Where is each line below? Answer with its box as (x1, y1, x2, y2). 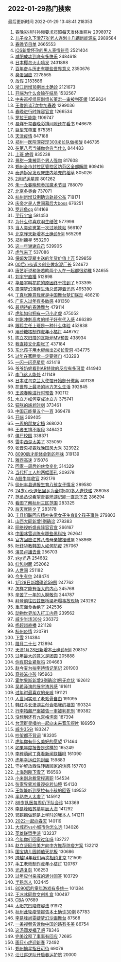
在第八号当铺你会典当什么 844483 (15, 145, 84, 151)
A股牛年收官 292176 (15, 475, 55, 481)
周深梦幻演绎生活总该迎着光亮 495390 (15, 286, 92, 292)
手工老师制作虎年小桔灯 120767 (15, 861, 78, 867)
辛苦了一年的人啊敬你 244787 (15, 592, 75, 597)
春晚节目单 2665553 (15, 41, 56, 47)
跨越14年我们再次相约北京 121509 (15, 854, 82, 860)
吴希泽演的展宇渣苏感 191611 (15, 683, 71, 689)
